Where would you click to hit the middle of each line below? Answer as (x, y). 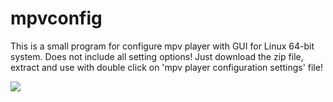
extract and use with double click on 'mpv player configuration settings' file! (166, 67)
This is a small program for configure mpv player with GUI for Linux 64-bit (162, 46)
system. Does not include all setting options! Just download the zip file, (157, 56)
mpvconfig (56, 18)
